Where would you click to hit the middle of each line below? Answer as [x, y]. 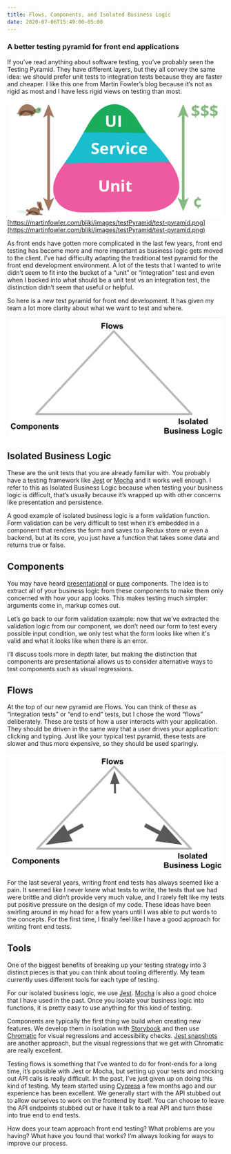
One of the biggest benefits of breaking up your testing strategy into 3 [107, 965]
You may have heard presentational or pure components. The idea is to [108, 583]
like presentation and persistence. [55, 502]
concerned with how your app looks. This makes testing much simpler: [108, 598]
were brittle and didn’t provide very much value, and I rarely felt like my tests [116, 897]
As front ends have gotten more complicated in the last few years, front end [115, 243]
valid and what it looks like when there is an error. [78, 641]
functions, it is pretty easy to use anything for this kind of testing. [100, 1008]
